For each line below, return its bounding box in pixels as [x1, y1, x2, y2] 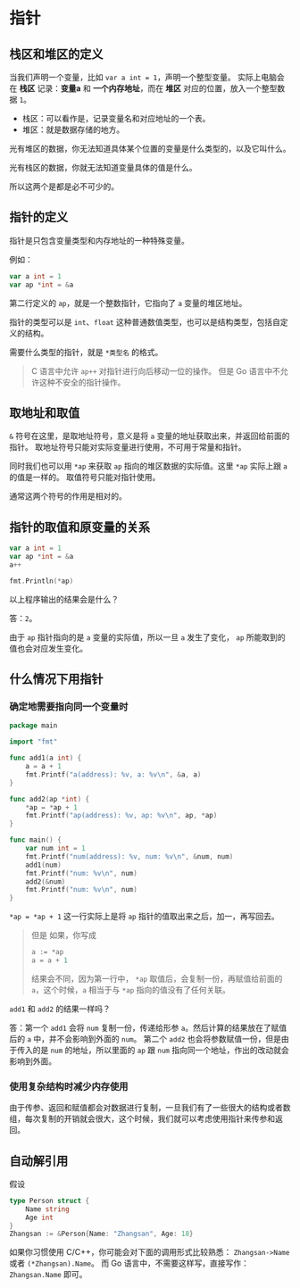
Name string [25, 1204, 70, 1214]
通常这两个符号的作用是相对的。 [9, 491, 127, 502]
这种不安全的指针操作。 [38, 377, 126, 387]
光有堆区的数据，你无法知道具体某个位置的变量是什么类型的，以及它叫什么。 [9, 144, 291, 154]
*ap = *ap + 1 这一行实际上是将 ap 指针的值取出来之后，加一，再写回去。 [9, 911, 279, 922]
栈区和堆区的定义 [9, 46, 104, 62]
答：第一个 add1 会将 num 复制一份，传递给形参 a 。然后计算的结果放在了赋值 [9, 1022, 287, 1033]
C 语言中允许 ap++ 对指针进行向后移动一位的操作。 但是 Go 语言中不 [30, 365, 281, 376]
